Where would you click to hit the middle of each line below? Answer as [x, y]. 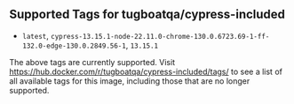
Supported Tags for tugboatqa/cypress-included [147, 15]
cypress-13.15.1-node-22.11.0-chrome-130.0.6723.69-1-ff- [160, 36]
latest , [35, 35]
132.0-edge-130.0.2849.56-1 [74, 46]
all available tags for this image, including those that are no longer [130, 81]
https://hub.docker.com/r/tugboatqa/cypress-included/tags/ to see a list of [146, 71]
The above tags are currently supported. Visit [92, 62]
